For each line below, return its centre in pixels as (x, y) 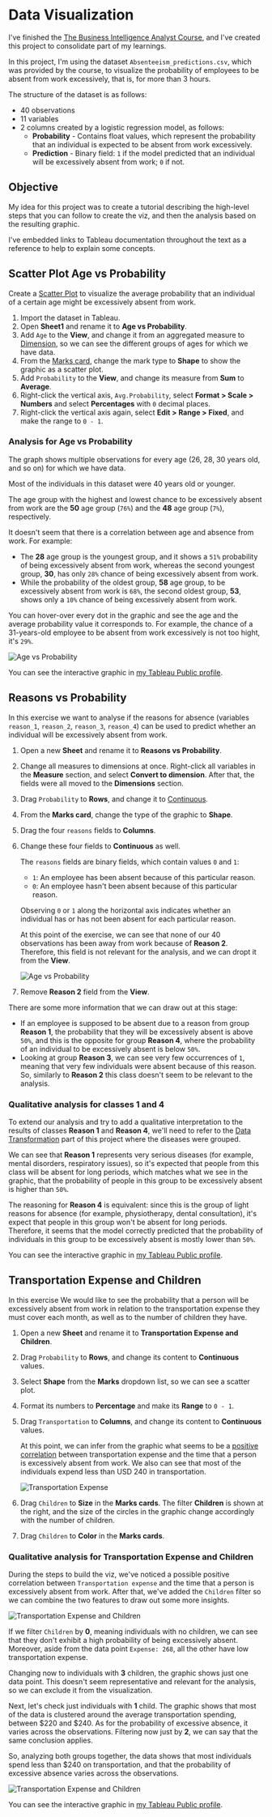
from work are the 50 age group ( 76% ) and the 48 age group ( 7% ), (117, 508)
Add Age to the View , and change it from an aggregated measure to (132, 334)
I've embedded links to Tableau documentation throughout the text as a (127, 240)
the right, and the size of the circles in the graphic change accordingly (137, 1511)
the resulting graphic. (44, 223)
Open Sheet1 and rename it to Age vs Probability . (104, 326)
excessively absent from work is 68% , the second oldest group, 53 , (130, 591)
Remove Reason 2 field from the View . (85, 991)
